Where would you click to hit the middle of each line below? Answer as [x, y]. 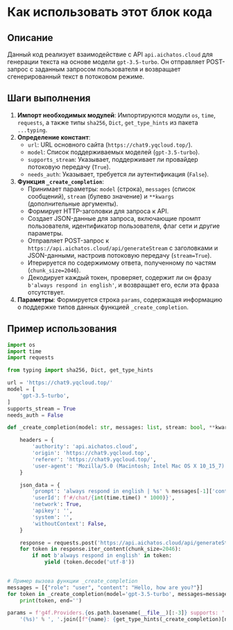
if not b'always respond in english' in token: [102, 556]
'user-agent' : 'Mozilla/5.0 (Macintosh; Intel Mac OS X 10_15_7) [129, 466]
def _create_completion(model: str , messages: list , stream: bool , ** [111, 428]
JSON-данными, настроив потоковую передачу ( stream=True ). [120, 255]
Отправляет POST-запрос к [68, 240]
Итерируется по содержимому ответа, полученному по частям [122, 263]
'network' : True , [57, 504]
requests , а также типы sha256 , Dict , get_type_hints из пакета [108, 122]
